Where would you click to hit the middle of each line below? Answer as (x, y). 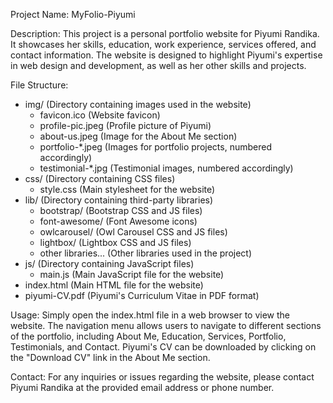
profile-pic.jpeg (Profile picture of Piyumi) (125, 125)
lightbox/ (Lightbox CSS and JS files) (115, 242)
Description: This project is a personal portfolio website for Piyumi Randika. (165, 33)
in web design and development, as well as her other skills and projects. (158, 65)
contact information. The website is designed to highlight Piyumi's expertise (166, 55)
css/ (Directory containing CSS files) (100, 178)
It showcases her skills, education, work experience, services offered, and (163, 44)
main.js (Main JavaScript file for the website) (132, 274)
